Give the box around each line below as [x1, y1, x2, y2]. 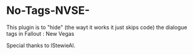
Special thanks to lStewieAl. [6, 42, 76, 49]
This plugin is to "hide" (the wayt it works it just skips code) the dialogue [6, 24, 188, 31]
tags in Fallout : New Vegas [6, 30, 75, 37]
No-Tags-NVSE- [6, 4, 90, 18]
